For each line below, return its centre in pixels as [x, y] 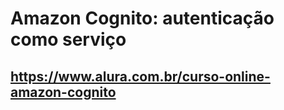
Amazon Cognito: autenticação [142, 18]
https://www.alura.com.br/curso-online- [140, 76]
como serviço [68, 39]
